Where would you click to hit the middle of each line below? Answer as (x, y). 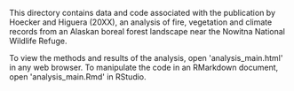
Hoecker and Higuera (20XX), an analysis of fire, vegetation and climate (141, 22)
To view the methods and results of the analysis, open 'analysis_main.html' (146, 58)
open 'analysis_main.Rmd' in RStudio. (78, 77)
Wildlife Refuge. (39, 41)
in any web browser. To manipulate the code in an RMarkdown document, (144, 67)
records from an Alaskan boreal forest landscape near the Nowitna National (147, 31)
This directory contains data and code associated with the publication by (143, 13)
